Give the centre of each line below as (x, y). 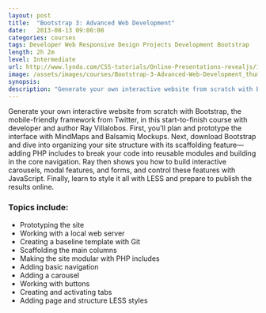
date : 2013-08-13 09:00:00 (56, 30)
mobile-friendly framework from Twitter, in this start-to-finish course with (128, 120)
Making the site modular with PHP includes (89, 258)
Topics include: (38, 208)
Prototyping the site (52, 224)
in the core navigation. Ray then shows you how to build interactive (118, 162)
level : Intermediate (42, 60)
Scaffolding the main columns (68, 250)
